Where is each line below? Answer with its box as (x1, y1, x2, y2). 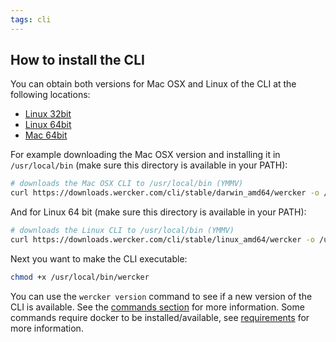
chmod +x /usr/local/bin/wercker (10, 272, 150, 282)
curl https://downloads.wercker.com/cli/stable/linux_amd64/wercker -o (10, 235, 315, 245)
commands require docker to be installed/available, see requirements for (10, 311, 310, 323)
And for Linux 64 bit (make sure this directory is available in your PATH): (10, 206, 307, 218)
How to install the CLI (10, 52, 145, 69)
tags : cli (10, 14, 52, 25)
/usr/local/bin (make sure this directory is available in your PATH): (10, 159, 288, 171)
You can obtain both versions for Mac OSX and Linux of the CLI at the (10, 78, 297, 90)
